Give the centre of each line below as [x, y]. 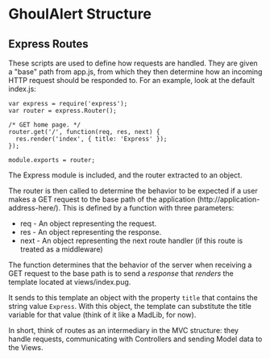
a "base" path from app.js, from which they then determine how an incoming [135, 72]
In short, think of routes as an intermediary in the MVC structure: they [124, 330]
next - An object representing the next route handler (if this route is [131, 240]
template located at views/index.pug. [70, 282]
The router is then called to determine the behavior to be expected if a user [133, 191]
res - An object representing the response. [91, 232]
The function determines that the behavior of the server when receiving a [130, 265]
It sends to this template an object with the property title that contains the [133, 298]
